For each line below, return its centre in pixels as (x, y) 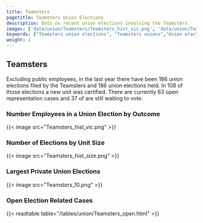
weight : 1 (19, 40)
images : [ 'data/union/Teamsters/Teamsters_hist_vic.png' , (81, 29)
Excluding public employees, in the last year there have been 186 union (95, 79)
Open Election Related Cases (50, 200)
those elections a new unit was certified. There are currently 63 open (92, 92)
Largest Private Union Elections (53, 172)
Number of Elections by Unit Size (56, 143)
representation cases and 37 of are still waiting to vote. (75, 98)
